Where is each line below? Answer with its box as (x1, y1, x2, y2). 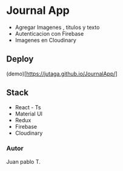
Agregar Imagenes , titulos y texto (15, 24, 100, 31)
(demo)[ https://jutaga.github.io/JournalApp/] (6, 70, 118, 77)
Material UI (15, 110, 43, 117)
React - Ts (15, 103, 41, 111)
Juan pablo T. (6, 158, 41, 165)
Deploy (6, 54, 34, 64)
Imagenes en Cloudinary (15, 36, 77, 44)
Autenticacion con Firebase (15, 30, 84, 37)
